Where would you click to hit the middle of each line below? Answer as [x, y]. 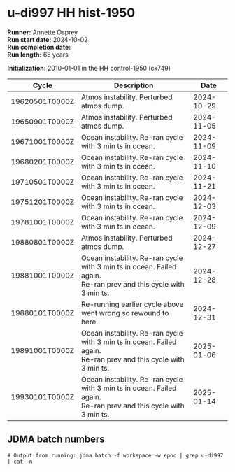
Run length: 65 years [38, 55]
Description [134, 85]
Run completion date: [39, 47]
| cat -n [20, 462]
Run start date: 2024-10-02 [48, 39]
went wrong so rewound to [125, 313]
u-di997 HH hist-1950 [71, 13]
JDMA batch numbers [56, 439]
